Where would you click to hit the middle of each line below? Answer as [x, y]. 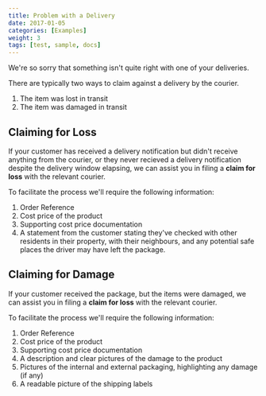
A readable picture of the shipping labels [86, 383]
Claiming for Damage [62, 275]
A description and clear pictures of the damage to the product [121, 358]
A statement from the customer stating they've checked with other [129, 232]
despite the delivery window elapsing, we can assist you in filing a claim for [132, 168]
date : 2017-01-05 [37, 23]
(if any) [31, 375]
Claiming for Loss [52, 132]
